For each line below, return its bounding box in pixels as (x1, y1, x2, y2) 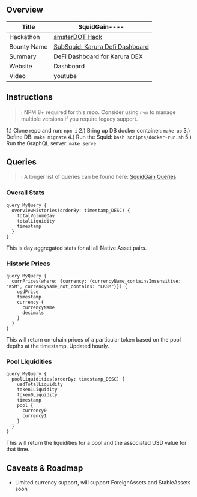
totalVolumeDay (17, 212, 55, 218)
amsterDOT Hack (53, 32, 103, 41)
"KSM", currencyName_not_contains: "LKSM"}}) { (6, 283, 128, 290)
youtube (53, 71, 77, 80)
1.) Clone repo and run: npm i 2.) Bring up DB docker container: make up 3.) (6, 127, 190, 134)
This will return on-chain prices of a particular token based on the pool (6, 336, 181, 343)
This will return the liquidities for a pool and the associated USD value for (6, 439, 187, 447)
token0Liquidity (17, 392, 58, 398)
